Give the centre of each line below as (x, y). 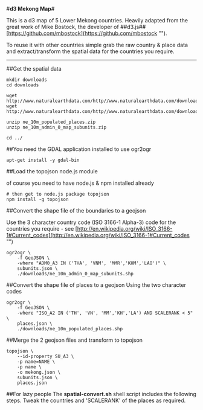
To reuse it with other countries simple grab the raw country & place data (97, 45)
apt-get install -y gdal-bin (43, 160)
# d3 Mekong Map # (31, 9)
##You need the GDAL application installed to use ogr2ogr (79, 149)
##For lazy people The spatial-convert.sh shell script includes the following (101, 394)
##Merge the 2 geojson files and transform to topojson (75, 340)
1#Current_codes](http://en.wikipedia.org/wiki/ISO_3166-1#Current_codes (98, 235)
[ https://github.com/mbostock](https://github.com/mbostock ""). (87, 33)
